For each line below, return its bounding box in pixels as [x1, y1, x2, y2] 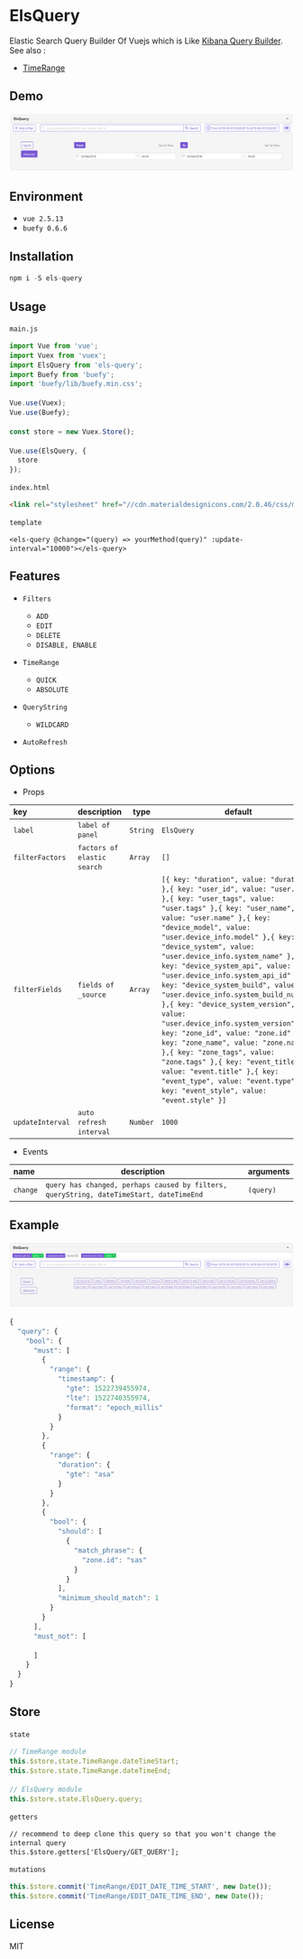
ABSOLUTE [35, 685, 69, 694]
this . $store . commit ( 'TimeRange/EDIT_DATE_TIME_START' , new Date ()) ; [9, 1882, 272, 1891]
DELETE [35, 631, 61, 640]
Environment [9, 189, 84, 204]
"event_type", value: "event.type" [161, 1076, 296, 1085]
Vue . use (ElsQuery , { [9, 446, 87, 455]
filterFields [13, 986, 62, 995]
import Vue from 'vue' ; [9, 341, 99, 351]
